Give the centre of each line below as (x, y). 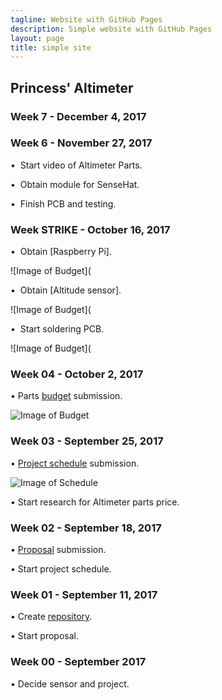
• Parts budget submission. (66, 396)
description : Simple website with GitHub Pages (111, 29)
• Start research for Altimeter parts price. (95, 502)
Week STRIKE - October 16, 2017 (90, 229)
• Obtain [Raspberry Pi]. (61, 252)
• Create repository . (51, 617)
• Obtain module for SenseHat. (75, 184)
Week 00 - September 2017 (78, 662)
